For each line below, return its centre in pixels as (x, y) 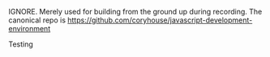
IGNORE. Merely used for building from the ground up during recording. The (135, 12)
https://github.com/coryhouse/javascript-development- (160, 20)
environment (30, 28)
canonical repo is (37, 20)
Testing (21, 44)
